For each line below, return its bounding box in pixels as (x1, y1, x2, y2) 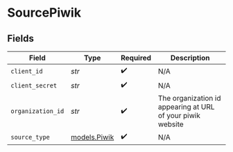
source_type (10, 133, 51, 141)
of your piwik (157, 111, 201, 120)
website (157, 119, 184, 129)
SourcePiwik (7, 5, 82, 21)
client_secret (10, 81, 58, 90)
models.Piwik (70, 132, 114, 142)
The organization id (157, 94, 221, 103)
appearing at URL (157, 102, 215, 112)
